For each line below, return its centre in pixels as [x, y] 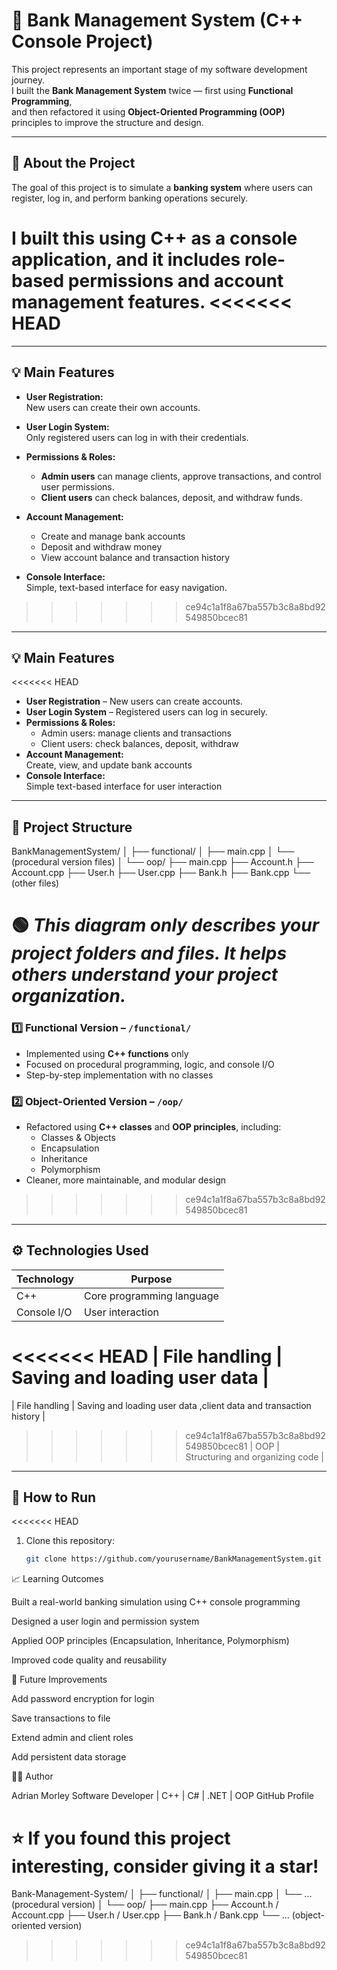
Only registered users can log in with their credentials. [137, 437]
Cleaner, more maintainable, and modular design [126, 1180]
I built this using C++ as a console [154, 238]
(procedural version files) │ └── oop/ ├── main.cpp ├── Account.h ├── [162, 862]
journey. [28, 80]
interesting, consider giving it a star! [165, 1866]
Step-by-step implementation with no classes [119, 1075]
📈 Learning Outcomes [57, 1579]
